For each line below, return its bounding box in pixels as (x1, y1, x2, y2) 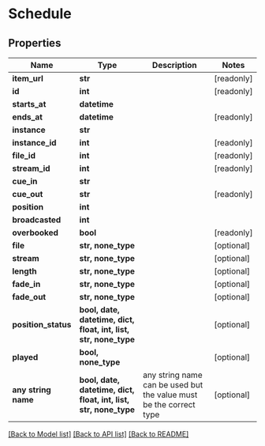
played (12, 352, 39, 362)
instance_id (12, 138, 57, 148)
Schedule (8, 5, 73, 23)
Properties (8, 36, 62, 50)
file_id (12, 150, 35, 161)
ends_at (12, 111, 43, 123)
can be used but (143, 380, 203, 390)
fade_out (12, 292, 47, 302)
